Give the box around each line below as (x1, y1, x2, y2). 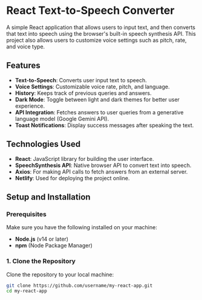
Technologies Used (6, 139, 80, 149)
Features (6, 60, 41, 71)
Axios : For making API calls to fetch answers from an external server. (15, 168, 188, 175)
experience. (15, 102, 45, 109)
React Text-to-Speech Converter (6, 4, 175, 18)
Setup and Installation (6, 192, 91, 202)
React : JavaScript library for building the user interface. (15, 155, 154, 162)
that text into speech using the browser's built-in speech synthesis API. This (6, 30, 197, 37)
